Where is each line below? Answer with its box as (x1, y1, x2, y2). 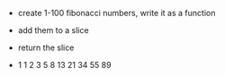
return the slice (17, 42, 75, 53)
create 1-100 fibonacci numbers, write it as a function (17, 8, 216, 18)
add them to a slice (17, 25, 89, 35)
